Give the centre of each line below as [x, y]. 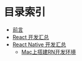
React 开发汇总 [31, 37]
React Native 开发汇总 [39, 44]
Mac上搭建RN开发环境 [48, 52]
